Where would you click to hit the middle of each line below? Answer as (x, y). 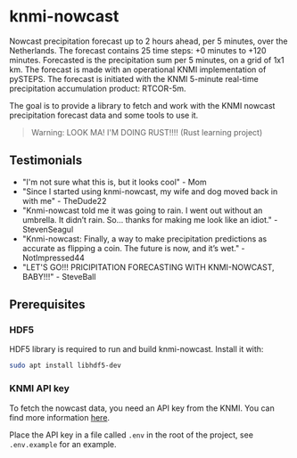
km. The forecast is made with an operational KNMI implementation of (138, 70)
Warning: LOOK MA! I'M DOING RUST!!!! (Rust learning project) (147, 132)
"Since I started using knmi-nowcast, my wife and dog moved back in (150, 191)
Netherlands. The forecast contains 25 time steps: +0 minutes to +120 (138, 50)
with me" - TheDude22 (64, 200)
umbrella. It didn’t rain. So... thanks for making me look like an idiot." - (150, 219)
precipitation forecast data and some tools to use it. (104, 115)
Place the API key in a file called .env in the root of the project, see (132, 435)
